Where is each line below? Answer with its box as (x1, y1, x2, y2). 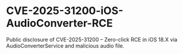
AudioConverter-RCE (6, 16, 113, 30)
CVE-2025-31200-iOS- (6, 4, 124, 18)
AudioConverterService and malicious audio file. (6, 42, 125, 49)
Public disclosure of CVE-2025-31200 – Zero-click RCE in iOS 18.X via (6, 36, 178, 43)
